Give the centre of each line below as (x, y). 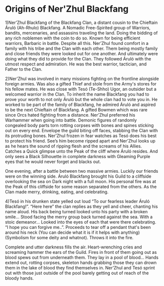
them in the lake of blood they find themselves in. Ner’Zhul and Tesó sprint (80, 267)
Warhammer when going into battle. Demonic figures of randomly (71, 120)
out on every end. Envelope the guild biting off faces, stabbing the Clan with (82, 130)
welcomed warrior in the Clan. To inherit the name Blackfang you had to (77, 94)
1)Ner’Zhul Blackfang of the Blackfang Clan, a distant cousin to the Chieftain (81, 22)
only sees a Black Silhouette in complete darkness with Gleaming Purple (78, 156)
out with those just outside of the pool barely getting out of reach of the (77, 273)
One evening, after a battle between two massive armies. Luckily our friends (82, 171)
